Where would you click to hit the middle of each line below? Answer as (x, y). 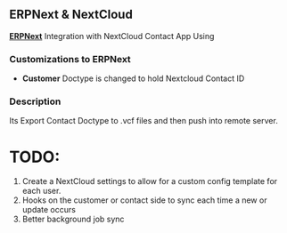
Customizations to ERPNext (70, 59)
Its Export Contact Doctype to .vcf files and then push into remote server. (143, 121)
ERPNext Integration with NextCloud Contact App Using (112, 36)
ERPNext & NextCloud (71, 15)
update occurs (49, 210)
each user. (41, 191)
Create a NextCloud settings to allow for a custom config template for (150, 181)
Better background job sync (73, 219)
